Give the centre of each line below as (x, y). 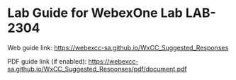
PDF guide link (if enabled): (47, 61)
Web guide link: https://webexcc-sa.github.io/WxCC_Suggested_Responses (118, 47)
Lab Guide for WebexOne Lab (95, 13)
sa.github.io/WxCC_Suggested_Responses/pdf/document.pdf (97, 69)
